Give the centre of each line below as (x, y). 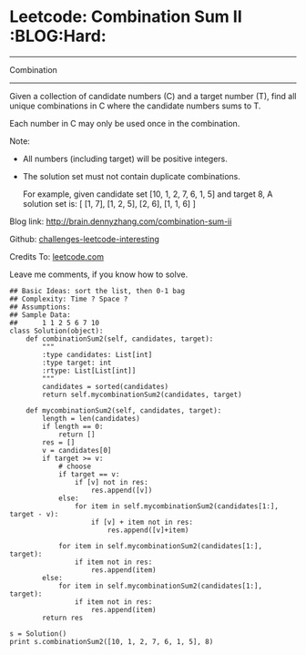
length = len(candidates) (92, 418)
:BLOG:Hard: (58, 36)
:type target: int (77, 363)
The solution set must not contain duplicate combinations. (132, 176)
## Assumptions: (40, 307)
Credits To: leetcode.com (57, 256)
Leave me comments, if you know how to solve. (99, 274)
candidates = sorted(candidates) (106, 386)
